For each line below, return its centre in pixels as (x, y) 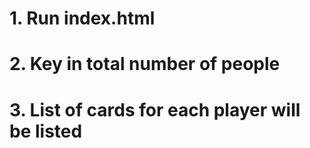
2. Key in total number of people (145, 64)
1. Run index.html (82, 18)
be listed (46, 131)
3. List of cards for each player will (155, 109)
